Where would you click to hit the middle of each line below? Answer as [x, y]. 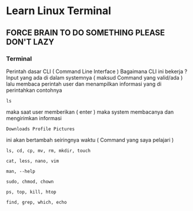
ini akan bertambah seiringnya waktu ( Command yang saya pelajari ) [90, 140]
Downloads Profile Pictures [41, 129]
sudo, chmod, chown [30, 182]
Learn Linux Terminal [59, 11]
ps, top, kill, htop [31, 192]
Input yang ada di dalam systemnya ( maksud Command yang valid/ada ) [94, 77]
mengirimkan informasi [34, 118]
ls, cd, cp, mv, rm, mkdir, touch [49, 151]
